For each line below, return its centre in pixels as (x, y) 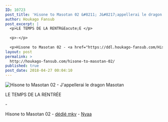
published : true (22, 66)
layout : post (19, 52)
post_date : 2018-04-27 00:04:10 (39, 71)
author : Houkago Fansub (30, 19)
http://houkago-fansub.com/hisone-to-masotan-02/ (62, 61)
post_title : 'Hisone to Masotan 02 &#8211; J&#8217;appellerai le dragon (84, 15)
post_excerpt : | (22, 24)
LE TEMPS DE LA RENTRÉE (33, 94)
